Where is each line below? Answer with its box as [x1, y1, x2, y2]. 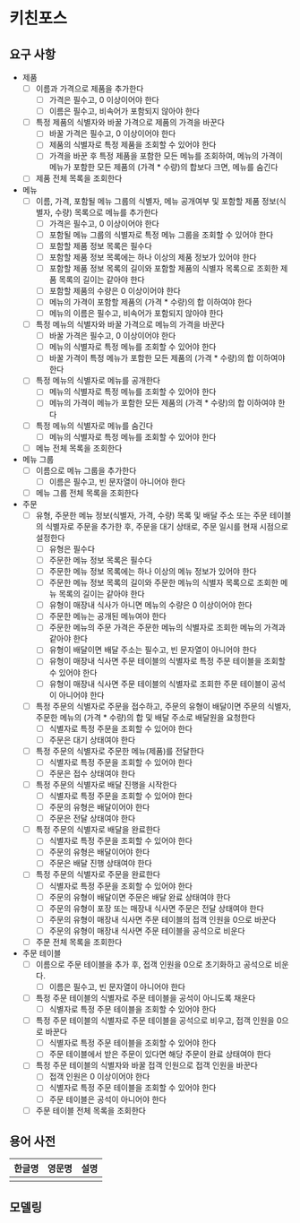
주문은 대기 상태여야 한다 [48, 734, 136, 745]
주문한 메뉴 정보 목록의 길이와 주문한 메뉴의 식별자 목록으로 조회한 [48, 577, 279, 588]
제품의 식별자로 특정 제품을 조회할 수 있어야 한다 [48, 140, 217, 151]
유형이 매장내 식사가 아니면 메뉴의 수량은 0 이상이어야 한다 [48, 599, 253, 610]
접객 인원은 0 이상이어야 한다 [48, 1072, 150, 1082]
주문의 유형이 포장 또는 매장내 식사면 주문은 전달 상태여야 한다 [48, 902, 264, 914]
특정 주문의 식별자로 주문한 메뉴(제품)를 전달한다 [35, 745, 204, 756]
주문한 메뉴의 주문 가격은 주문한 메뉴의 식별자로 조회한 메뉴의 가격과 [48, 622, 287, 633]
